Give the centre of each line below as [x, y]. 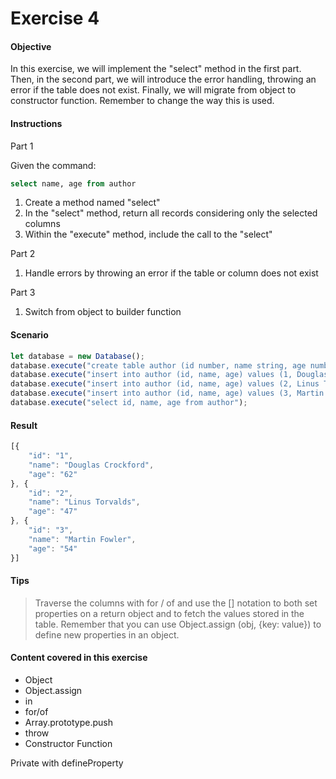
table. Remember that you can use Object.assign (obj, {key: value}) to [178, 624]
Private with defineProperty [67, 763]
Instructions [36, 123]
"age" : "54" [53, 548]
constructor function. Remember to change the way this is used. [142, 101]
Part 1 [22, 146]
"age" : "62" [53, 474]
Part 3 [23, 293]
